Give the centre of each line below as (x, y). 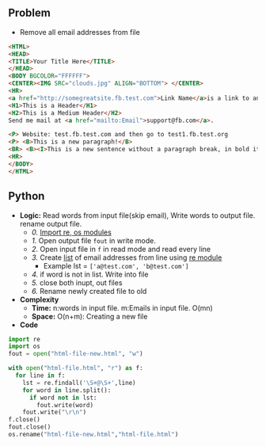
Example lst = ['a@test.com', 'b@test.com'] (116, 265)
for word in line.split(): (67, 390)
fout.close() (30, 427)
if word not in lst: (63, 398)
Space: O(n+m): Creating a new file (89, 316)
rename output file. (51, 223)
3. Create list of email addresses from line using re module (127, 257)
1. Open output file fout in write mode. (94, 240)
